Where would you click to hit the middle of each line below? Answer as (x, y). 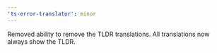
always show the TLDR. (41, 41)
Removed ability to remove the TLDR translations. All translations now (108, 34)
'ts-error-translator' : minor (52, 14)
